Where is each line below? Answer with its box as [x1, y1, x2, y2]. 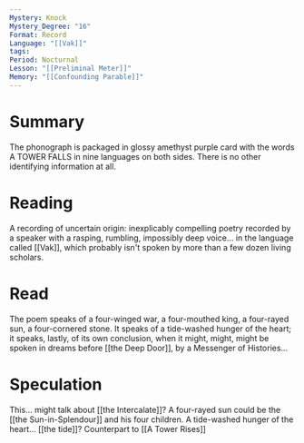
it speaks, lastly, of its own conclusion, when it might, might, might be [9, 332, 270, 343]
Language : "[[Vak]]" [9, 38, 88, 48]
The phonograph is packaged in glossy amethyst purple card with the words [9, 142, 295, 153]
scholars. [9, 251, 44, 262]
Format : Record [9, 30, 67, 39]
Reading [9, 192, 74, 213]
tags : [9, 47, 30, 56]
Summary [9, 111, 84, 132]
